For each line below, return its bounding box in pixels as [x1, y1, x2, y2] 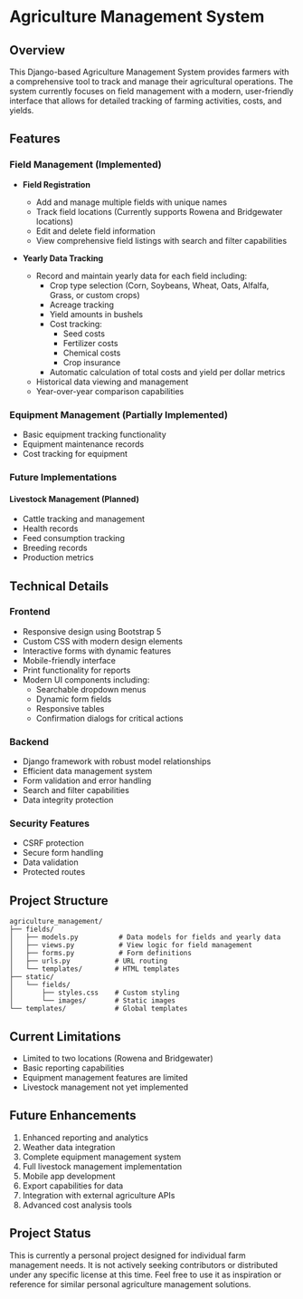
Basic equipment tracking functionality [22, 429, 167, 440]
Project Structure [9, 893, 109, 908]
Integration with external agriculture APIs [22, 1189, 175, 1200]
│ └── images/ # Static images [9, 996, 176, 1005]
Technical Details [9, 578, 109, 594]
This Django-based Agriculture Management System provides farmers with [9, 66, 289, 77]
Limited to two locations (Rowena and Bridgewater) [22, 1053, 214, 1064]
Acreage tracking [49, 299, 115, 310]
